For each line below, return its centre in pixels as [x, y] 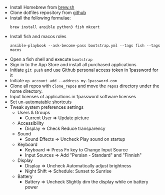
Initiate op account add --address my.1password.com [63, 80]
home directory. [26, 91]
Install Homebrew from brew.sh [42, 7]
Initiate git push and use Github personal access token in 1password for [84, 70]
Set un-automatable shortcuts [41, 102]
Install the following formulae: [40, 18]
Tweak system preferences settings [47, 107]
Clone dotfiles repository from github [48, 13]
